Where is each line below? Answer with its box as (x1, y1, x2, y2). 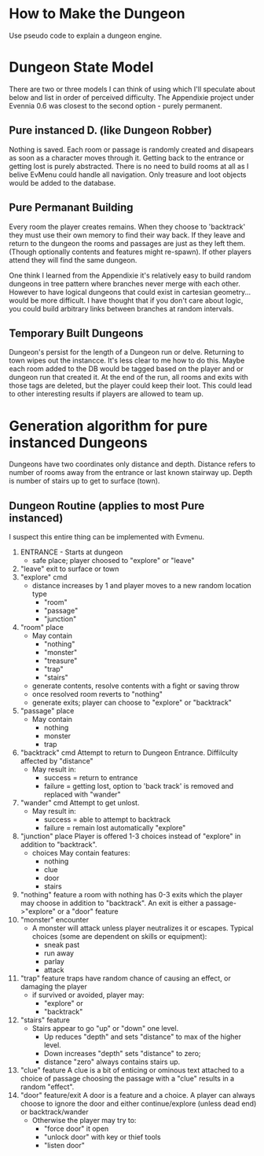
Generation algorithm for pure (9, 417, 208, 435)
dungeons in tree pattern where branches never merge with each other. (9, 278, 240, 288)
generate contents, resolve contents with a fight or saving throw (31, 681, 240, 690)
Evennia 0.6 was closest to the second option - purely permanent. (9, 101, 222, 110)
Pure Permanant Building (9, 201, 134, 215)
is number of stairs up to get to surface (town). (9, 477, 160, 486)
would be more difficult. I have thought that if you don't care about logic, (9, 296, 244, 305)
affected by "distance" (20, 757, 93, 766)
